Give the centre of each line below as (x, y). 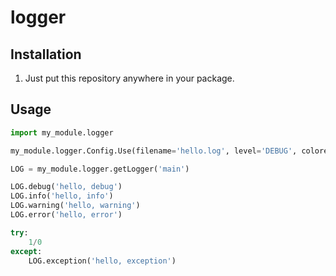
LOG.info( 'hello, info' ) (62, 196)
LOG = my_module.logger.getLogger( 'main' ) (100, 169)
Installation (46, 54)
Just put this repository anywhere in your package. (129, 78)
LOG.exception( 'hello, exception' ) (102, 261)
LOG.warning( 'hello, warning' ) (75, 206)
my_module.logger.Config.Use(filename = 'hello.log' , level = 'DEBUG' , (154, 151)
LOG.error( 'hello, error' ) (66, 215)
